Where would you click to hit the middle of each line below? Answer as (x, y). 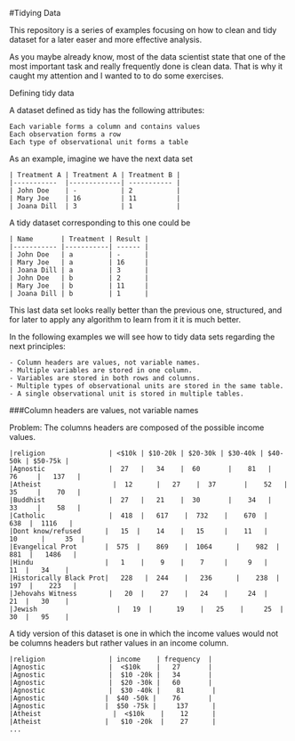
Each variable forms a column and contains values (105, 126)
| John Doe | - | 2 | (95, 191)
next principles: (38, 346)
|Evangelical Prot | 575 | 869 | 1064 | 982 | (144, 547)
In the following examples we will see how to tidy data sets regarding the (142, 337)
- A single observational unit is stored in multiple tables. (127, 394)
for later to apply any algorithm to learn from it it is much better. (125, 319)
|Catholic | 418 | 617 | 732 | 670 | (139, 516)
